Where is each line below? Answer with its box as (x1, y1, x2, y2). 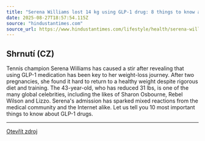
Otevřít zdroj (6, 128, 38, 135)
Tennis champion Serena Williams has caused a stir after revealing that (6, 65, 184, 72)
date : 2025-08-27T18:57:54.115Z (6, 15, 88, 21)
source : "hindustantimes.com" (6, 20, 84, 26)
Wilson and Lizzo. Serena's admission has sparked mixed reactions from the (6, 97, 198, 104)
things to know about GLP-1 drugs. (6, 110, 93, 118)
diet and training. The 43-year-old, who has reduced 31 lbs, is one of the (6, 84, 189, 92)
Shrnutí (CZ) (6, 48, 55, 59)
